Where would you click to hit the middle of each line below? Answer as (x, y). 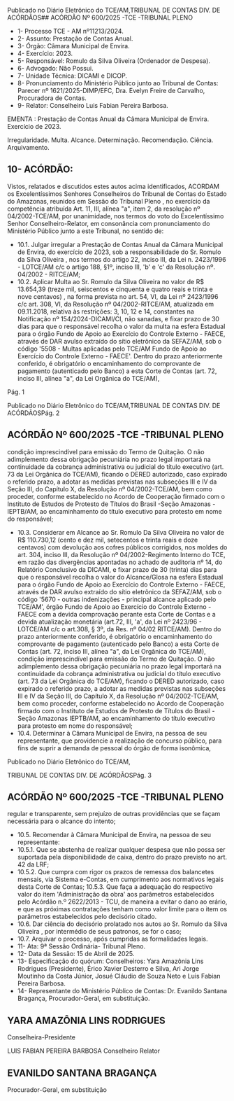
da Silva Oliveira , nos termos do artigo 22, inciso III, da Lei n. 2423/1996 (122, 259)
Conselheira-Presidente (41, 1037)
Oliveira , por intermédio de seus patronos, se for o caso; (99, 932)
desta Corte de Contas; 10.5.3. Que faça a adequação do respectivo (115, 887)
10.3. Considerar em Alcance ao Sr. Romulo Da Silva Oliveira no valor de (121, 532)
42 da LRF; (33, 864)
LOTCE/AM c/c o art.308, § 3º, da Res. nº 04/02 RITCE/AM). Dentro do (119, 629)
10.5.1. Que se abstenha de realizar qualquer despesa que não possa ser (121, 850)
